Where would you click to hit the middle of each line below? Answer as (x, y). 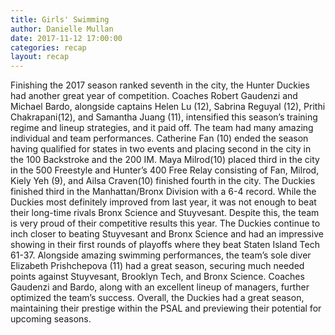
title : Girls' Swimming (60, 19)
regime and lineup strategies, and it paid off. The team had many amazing (162, 128)
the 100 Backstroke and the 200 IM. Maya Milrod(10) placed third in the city (165, 160)
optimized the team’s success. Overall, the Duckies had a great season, (157, 298)
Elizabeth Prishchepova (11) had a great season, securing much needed (157, 266)
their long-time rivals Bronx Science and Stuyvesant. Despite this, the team (165, 213)
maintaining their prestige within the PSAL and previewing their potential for (166, 308)
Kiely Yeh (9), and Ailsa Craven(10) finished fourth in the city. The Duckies (163, 181)
